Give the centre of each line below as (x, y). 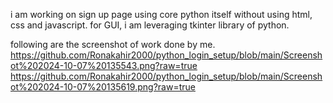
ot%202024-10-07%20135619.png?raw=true (103, 87)
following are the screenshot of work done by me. (113, 44)
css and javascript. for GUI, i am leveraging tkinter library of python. (150, 25)
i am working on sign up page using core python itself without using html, (161, 14)
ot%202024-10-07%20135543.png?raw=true (104, 65)
